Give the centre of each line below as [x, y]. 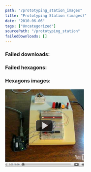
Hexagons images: [28, 80]
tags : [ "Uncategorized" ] [30, 26]
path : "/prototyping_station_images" [44, 10]
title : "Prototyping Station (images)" [46, 16]
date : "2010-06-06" [25, 21]
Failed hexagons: [26, 68]
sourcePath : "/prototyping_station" [43, 31]
